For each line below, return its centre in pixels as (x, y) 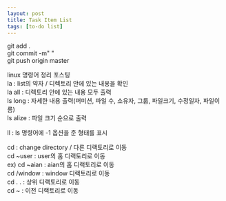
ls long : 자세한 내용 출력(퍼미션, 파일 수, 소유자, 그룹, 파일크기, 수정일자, (104, 101)
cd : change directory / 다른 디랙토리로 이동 (67, 147)
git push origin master (38, 61)
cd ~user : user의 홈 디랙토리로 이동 (56, 156)
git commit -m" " (31, 53)
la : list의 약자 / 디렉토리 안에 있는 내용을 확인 (68, 84)
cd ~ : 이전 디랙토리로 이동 (43, 191)
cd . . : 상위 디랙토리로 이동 (44, 182)
